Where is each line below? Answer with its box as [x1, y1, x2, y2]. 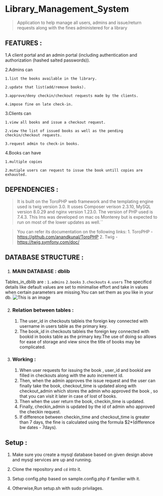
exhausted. [5, 172, 27, 177]
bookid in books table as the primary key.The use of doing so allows [19, 334, 157, 339]
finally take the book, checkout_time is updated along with [19, 383, 137, 388]
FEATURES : [5, 39, 42, 47]
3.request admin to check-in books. [5, 141, 80, 146]
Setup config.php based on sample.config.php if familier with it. [12, 475, 141, 481]
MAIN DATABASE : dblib [12, 268, 70, 274]
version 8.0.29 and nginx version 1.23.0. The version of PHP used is [17, 209, 153, 215]
